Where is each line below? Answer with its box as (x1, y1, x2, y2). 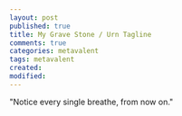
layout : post (9, 13, 59, 22)
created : (9, 64, 43, 73)
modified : (9, 72, 47, 81)
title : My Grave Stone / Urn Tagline (9, 30, 152, 39)
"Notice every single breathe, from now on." (9, 96, 174, 107)
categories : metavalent (9, 47, 100, 56)
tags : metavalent (9, 55, 75, 64)
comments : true (9, 38, 67, 48)
